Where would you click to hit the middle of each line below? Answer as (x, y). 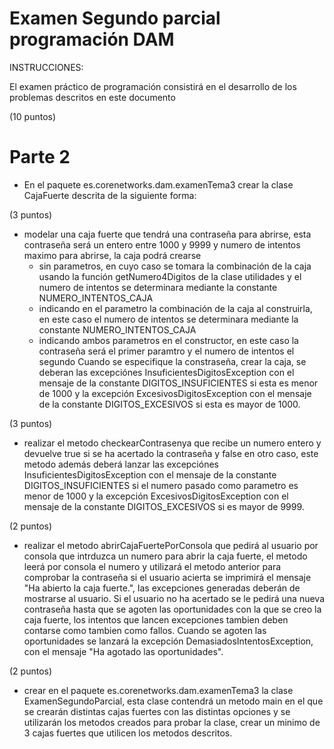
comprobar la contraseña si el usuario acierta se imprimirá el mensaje (167, 577)
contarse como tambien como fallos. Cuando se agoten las (145, 630)
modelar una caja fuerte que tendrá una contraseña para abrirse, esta (167, 234)
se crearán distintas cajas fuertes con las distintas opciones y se (157, 711)
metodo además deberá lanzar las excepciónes (121, 464)
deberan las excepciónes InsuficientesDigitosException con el (166, 372)
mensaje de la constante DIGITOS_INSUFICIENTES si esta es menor (178, 383)
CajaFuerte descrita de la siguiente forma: (110, 195)
